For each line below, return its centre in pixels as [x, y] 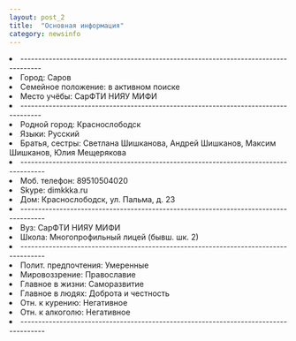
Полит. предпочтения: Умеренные [85, 265]
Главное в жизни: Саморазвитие [82, 284]
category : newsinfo [45, 34]
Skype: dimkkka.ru [54, 190]
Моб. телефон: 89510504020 [74, 181]
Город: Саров [46, 78]
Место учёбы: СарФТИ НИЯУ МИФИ [89, 96]
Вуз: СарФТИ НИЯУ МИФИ [71, 228]
